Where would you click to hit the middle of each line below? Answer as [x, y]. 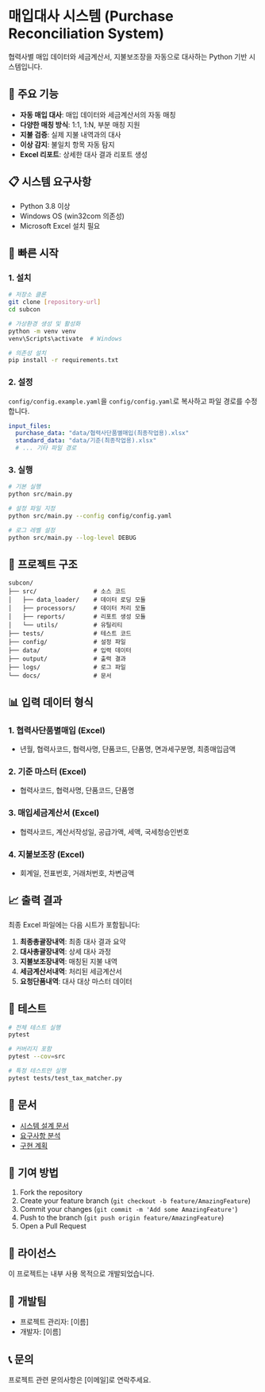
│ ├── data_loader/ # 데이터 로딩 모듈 [77, 600]
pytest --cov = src [37, 1057]
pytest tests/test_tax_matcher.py [65, 1078]
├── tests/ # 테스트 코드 [70, 634]
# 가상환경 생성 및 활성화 [44, 324]
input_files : [30, 426]
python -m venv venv [42, 331]
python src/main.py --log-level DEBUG [72, 538]
